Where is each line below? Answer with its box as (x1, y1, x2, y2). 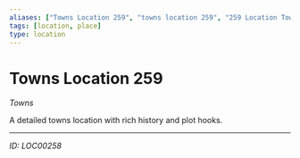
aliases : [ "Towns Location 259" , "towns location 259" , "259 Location (9, 12, 278, 22)
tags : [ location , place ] (9, 21, 102, 30)
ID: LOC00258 (9, 140, 62, 152)
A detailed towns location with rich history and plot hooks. (9, 115, 223, 126)
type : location (9, 29, 66, 38)
